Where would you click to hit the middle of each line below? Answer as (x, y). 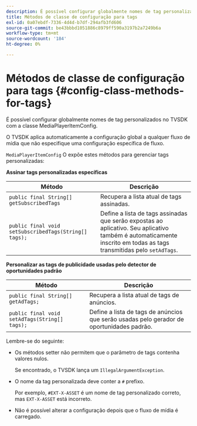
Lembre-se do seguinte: (35, 341)
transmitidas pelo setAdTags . (139, 250)
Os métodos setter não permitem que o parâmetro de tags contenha (97, 352)
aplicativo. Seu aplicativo (135, 228)
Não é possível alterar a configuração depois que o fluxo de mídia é (96, 410)
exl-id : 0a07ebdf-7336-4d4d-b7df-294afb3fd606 (64, 22)
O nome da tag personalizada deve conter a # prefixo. (79, 381)
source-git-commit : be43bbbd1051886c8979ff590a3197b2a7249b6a (84, 28)
